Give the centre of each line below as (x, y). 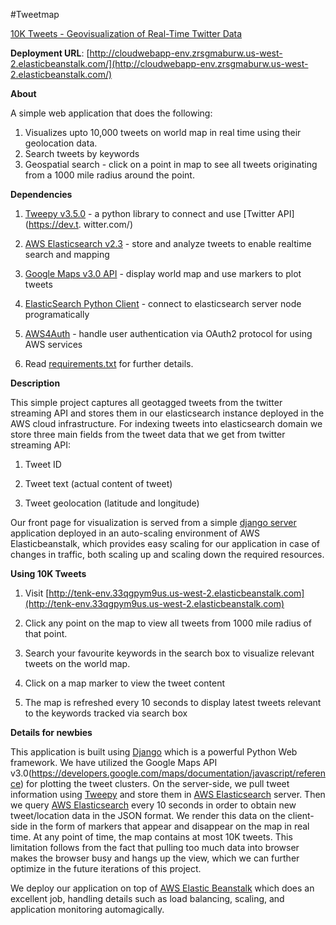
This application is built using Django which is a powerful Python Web (154, 752)
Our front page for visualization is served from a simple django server (153, 522)
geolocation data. (61, 143)
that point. (46, 633)
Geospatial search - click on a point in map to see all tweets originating (171, 164)
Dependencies (41, 194)
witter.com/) (108, 224)
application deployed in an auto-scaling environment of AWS (135, 533)
